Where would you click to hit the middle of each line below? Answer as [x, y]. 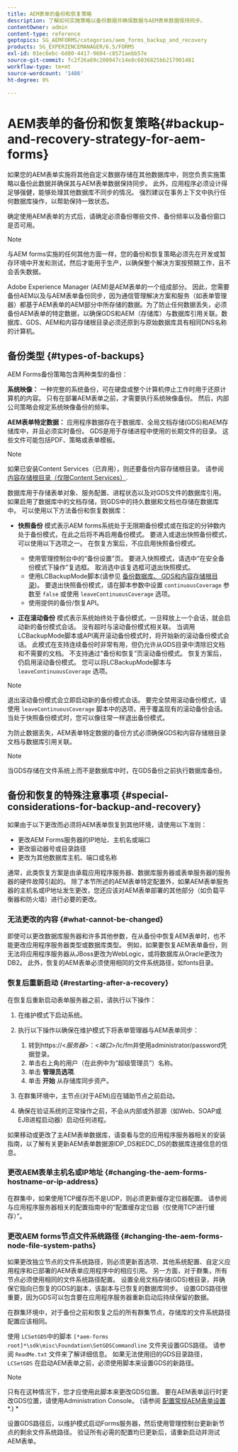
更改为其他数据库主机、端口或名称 [67, 857]
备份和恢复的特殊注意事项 [63, 795]
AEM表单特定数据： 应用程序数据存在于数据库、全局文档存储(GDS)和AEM [115, 422]
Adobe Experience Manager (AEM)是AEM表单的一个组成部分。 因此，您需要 [119, 287]
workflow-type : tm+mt [39, 67]
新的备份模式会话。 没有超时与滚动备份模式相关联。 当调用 [109, 627]
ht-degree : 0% [28, 80]
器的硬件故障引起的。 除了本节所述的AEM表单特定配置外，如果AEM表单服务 [118, 881]
